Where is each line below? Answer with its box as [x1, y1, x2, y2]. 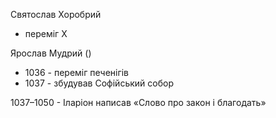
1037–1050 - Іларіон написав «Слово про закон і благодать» [10, 97, 267, 108]
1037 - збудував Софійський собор [24, 77, 174, 89]
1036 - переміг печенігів [24, 67, 129, 78]
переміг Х [24, 28, 68, 39]
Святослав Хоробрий [10, 9, 102, 20]
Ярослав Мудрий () [10, 47, 92, 59]
